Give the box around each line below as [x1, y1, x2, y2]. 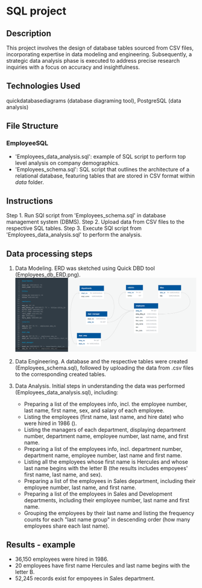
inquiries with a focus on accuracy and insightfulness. [6, 63, 140, 71]
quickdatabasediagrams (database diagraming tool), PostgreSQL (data [6, 97, 181, 104]
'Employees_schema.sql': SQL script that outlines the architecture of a [14, 165, 190, 173]
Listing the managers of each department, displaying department [24, 426, 186, 433]
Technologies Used [6, 81, 80, 91]
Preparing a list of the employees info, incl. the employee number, [24, 400, 188, 407]
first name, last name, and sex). [24, 471, 103, 478]
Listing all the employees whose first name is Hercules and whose [24, 458, 189, 465]
